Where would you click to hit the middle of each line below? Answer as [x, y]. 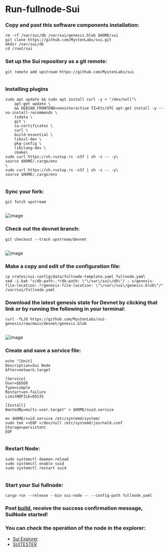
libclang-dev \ [30, 148]
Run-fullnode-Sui [42, 9]
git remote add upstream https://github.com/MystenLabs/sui [70, 72]
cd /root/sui [19, 49]
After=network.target [28, 370]
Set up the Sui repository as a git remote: [56, 62]
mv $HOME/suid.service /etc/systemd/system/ [53, 418]
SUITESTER [24, 544]
